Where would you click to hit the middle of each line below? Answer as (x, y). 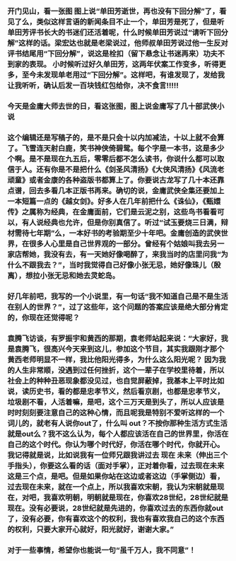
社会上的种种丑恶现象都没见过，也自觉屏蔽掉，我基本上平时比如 (116, 381)
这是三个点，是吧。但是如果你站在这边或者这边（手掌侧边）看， (116, 476)
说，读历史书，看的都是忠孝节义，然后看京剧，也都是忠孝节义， (116, 391)
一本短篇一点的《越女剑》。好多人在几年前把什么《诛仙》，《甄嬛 (114, 201)
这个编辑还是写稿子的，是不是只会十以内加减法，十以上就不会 (112, 137)
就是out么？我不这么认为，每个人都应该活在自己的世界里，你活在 (118, 434)
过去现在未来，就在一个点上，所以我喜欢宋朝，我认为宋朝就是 (112, 487)
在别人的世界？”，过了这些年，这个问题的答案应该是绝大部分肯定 (118, 307)
